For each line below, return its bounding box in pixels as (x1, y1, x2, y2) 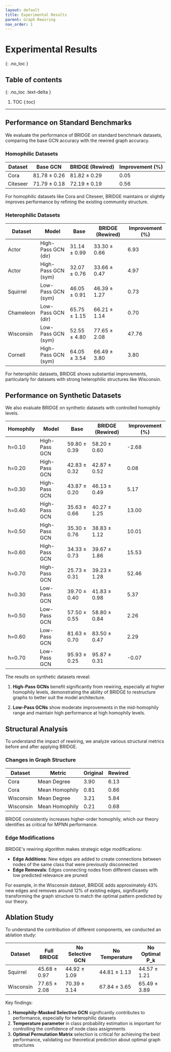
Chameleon (8, 309, 36, 317)
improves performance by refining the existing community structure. (5, 199, 149, 205)
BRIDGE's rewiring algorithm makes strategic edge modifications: (5, 846, 142, 852)
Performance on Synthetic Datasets (5, 391, 122, 400)
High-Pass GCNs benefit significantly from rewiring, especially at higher (12, 684, 165, 690)
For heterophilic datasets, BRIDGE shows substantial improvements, (5, 371, 148, 377)
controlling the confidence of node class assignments (12, 1026, 126, 1032)
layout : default (5, 7, 40, 13)
